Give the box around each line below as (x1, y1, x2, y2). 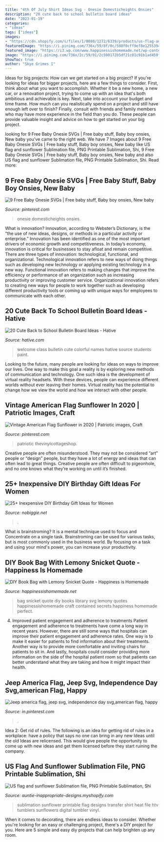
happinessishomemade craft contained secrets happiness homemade (17, 603, 158, 609)
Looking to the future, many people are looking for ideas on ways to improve (5, 361, 159, 367)
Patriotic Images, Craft (5, 409, 75, 417)
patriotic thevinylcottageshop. (17, 440, 78, 447)
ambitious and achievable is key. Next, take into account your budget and (5, 96, 153, 102)
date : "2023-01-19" (5, 16, 45, 21)
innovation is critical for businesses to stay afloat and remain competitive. (5, 246, 153, 252)
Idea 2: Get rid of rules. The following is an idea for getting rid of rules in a (5, 728, 154, 733)
